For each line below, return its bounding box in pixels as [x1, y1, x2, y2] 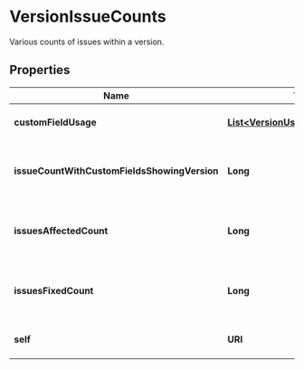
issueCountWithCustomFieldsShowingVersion [14, 165, 219, 177]
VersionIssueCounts [9, 6, 166, 27]
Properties [9, 62, 71, 78]
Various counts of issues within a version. [9, 36, 165, 47]
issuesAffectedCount [14, 224, 109, 237]
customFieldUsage [14, 116, 97, 128]
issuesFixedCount [14, 284, 94, 297]
